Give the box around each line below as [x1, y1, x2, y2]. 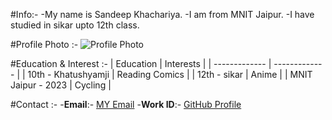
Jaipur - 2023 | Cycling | [10, 79, 112, 91]
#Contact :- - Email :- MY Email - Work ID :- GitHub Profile [10, 99, 242, 110]
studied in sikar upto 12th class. [10, 19, 140, 31]
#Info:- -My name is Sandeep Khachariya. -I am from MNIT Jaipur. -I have [10, 9, 315, 20]
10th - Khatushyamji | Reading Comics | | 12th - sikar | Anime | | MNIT [27, 69, 313, 80]
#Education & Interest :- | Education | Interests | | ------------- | [10, 58, 272, 69]
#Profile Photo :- [10, 39, 79, 50]
